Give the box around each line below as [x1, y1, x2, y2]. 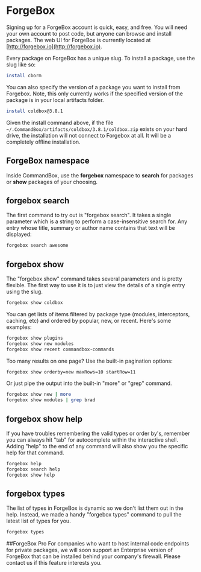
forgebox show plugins [6, 335, 63, 341]
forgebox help [6, 460, 42, 466]
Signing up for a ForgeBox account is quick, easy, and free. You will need [6, 24, 188, 31]
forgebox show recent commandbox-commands [6, 346, 114, 352]
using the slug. [6, 288, 43, 295]
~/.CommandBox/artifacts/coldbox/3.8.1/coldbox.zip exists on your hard [6, 125, 188, 133]
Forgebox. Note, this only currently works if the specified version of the [6, 90, 184, 97]
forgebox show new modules [6, 340, 74, 347]
